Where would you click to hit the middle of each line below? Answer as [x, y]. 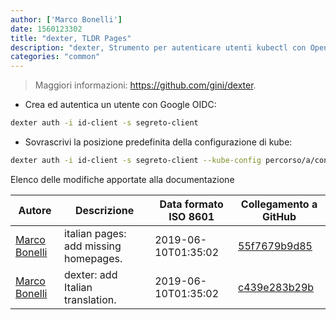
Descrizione [105, 210]
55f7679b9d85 [275, 246]
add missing [93, 246]
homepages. [93, 258]
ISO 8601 [191, 216]
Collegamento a [279, 204]
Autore [35, 210]
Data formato [191, 204]
